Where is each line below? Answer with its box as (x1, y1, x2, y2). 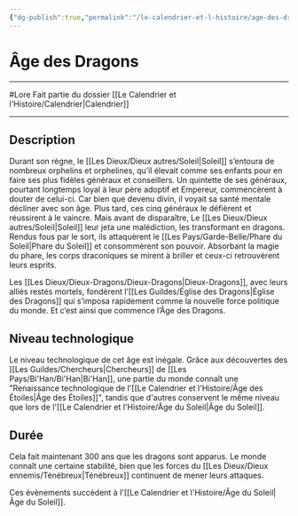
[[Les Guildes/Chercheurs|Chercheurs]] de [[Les (9, 364, 187, 375)
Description (9, 132, 75, 147)
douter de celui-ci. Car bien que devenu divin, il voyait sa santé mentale (9, 194, 271, 204)
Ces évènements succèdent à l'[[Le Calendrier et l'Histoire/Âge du (9, 488, 252, 497)
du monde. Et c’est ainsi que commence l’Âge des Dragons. (9, 306, 226, 316)
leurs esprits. (9, 259, 58, 271)
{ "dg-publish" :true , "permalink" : (9, 12, 133, 22)
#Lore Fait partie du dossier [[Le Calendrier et (9, 89, 177, 99)
